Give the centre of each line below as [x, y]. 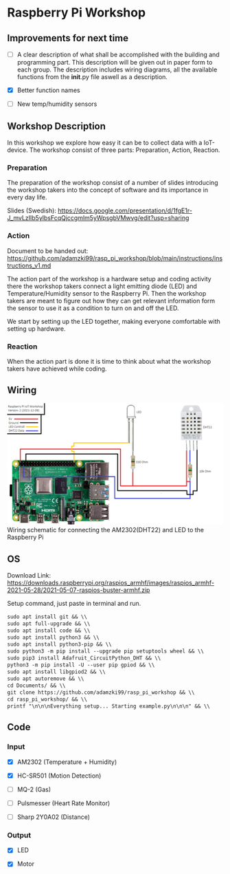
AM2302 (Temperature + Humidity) [67, 762]
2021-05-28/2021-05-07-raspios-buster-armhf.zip [79, 590]
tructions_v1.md [29, 265]
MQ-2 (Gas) [34, 789]
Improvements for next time [68, 38]
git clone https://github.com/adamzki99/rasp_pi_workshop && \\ [101, 692]
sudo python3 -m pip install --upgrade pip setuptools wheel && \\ [106, 651]
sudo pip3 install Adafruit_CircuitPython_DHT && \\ [84, 658]
